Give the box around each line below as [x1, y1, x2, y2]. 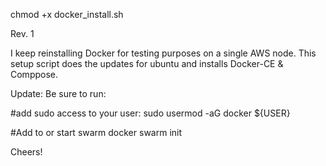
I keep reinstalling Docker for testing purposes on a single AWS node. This [10, 47, 317, 59]
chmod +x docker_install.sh [10, 9, 124, 20]
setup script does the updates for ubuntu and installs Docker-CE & [10, 58, 284, 69]
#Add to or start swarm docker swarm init [10, 127, 183, 138]
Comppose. [10, 69, 59, 80]
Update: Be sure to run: [10, 88, 107, 99]
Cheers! [10, 146, 43, 158]
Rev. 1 [10, 28, 35, 39]
